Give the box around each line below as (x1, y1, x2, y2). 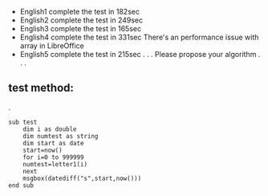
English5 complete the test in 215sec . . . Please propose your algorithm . (19, 50, 261, 59)
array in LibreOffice (19, 41, 84, 51)
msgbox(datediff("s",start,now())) (22, 174, 142, 182)
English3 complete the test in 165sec (19, 24, 142, 33)
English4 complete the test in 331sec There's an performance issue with (19, 32, 259, 42)
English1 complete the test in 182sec (19, 7, 140, 16)
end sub (8, 181, 35, 190)
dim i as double (22, 125, 78, 133)
